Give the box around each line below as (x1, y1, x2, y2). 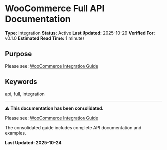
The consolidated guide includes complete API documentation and (5, 124, 142, 130)
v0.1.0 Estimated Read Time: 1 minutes (5, 35, 85, 41)
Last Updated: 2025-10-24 (5, 139, 62, 145)
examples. (5, 130, 26, 136)
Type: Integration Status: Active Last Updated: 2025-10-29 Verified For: (5, 30, 155, 36)
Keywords (5, 78, 37, 86)
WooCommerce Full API (5, 3, 105, 14)
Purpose (5, 50, 32, 58)
